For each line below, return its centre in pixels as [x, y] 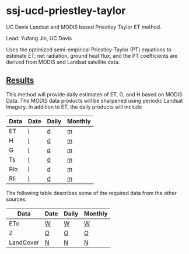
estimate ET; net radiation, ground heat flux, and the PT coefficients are [92, 55]
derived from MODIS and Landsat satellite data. [63, 62]
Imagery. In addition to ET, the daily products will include [74, 107]
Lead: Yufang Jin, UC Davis [39, 38]
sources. [17, 199]
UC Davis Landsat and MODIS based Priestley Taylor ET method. [84, 27]
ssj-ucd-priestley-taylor [66, 11]
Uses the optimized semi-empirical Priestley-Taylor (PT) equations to [89, 49]
